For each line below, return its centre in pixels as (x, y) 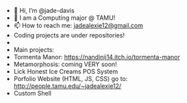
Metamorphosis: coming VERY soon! (65, 64)
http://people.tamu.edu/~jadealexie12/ (67, 86)
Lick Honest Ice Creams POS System (66, 71)
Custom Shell (32, 93)
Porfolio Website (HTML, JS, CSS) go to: (71, 79)
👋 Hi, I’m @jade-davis (44, 11)
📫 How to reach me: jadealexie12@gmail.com (78, 25)
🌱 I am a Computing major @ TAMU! (64, 18)
